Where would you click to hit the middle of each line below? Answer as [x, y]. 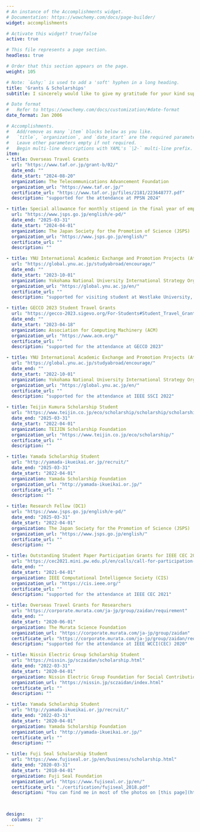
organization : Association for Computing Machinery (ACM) [85, 330]
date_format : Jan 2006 [34, 116]
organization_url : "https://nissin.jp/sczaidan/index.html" [87, 682]
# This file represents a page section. [57, 50]
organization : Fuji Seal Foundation [57, 776]
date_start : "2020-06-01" [44, 622]
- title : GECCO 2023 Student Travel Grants [61, 308]
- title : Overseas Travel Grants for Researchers [69, 606]
